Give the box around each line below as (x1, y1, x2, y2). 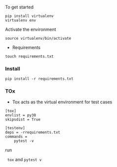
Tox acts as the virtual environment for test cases (12, 99, 113, 105)
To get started (5, 4, 34, 10)
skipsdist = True (5, 117, 41, 122)
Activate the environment (5, 26, 57, 32)
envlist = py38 (5, 113, 36, 118)
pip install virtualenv (5, 14, 54, 19)
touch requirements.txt (5, 54, 54, 59)
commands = (5, 134, 28, 139)
